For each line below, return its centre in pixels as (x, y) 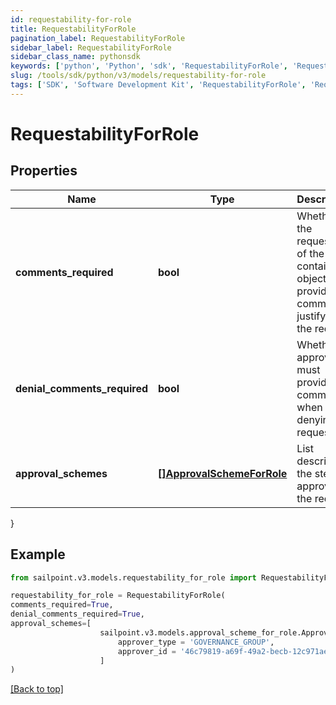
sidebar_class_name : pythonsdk (75, 57)
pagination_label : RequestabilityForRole (98, 38)
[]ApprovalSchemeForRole (223, 473)
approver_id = (147, 651)
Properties (44, 171)
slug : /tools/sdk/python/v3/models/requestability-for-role (138, 76)
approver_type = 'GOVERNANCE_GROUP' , (196, 642)
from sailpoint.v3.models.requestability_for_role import (133, 577)
